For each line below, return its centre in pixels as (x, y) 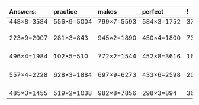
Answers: (23, 12)
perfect (153, 12)
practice (65, 12)
